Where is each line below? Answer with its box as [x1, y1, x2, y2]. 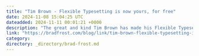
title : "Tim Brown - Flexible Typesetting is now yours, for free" [6, 8, 176, 15]
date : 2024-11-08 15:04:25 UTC [6, 14, 84, 20]
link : [6, 30, 20, 36]
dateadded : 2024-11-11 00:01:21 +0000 [6, 19, 102, 25]
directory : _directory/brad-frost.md [6, 41, 99, 47]
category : [6, 36, 31, 41]
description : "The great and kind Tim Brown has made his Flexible [6, 24, 176, 31]
